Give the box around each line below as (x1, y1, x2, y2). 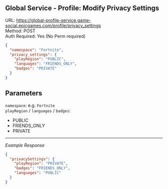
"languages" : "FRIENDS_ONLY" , (14, 61, 77, 66)
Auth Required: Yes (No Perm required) (5, 33, 86, 39)
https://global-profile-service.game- (16, 17, 91, 23)
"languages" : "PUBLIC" (14, 171, 61, 176)
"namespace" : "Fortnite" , (9, 47, 64, 52)
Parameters (5, 89, 42, 98)
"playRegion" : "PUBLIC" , (14, 57, 66, 62)
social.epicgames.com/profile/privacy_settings (5, 22, 101, 28)
